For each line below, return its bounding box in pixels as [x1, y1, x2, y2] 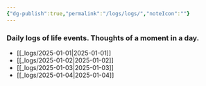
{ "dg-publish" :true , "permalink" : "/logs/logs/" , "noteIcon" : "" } [6, 10, 190, 17]
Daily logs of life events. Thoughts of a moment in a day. [6, 33, 200, 42]
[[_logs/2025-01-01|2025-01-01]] [16, 49, 112, 57]
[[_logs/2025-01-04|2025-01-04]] [16, 71, 114, 79]
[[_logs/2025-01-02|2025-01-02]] [16, 56, 114, 64]
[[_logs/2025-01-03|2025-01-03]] [16, 63, 114, 71]
